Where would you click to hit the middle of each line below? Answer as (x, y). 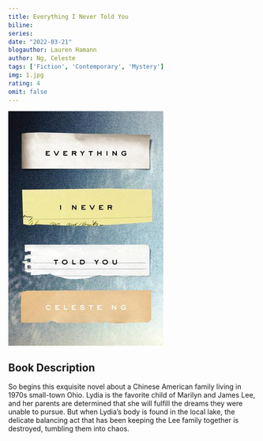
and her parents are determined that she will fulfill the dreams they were (126, 404)
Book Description (52, 367)
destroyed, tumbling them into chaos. (69, 429)
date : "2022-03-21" (40, 42)
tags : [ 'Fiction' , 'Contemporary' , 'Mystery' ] (86, 67)
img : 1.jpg (26, 75)
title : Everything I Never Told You (68, 17)
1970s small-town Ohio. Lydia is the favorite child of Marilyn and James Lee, (132, 395)
